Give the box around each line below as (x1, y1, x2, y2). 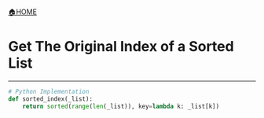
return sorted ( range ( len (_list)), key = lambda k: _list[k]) (22, 102, 220, 110)
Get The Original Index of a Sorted (8, 38, 234, 56)
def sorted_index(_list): (8, 94, 93, 103)
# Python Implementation (8, 87, 90, 95)
